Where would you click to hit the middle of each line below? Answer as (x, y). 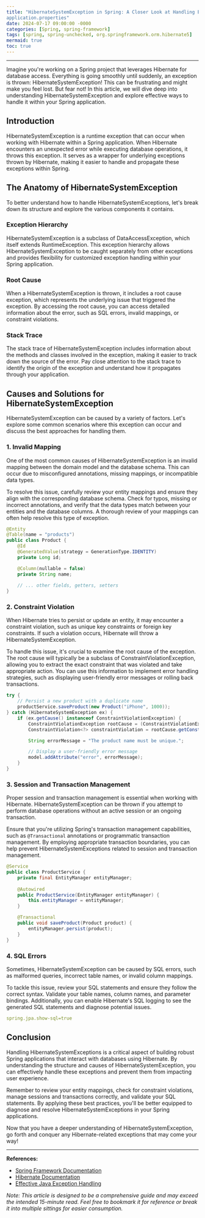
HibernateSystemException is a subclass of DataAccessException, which (98, 238)
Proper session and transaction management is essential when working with (102, 798)
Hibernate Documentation (48, 1177)
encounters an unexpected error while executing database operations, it (97, 149)
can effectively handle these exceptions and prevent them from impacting (99, 1072)
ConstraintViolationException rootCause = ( (86, 724)
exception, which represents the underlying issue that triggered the (91, 300)
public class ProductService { (46, 872)
